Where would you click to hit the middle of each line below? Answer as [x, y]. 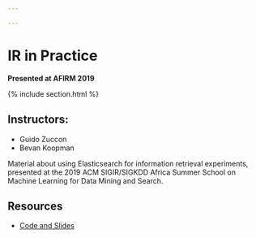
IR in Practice [53, 56]
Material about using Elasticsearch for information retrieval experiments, [128, 163]
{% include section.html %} [53, 93]
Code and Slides [47, 226]
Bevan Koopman [47, 148]
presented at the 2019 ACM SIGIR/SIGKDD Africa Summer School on [122, 172]
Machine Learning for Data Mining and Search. [85, 180]
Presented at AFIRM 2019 [51, 78]
